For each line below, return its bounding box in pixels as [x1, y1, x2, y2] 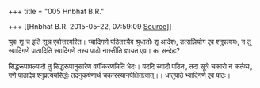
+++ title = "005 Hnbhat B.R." [8, 7, 105, 16]
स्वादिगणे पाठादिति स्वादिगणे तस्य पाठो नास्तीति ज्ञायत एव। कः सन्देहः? [8, 46, 181, 55]
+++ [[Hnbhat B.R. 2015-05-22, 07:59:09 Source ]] [8, 22, 172, 31]
